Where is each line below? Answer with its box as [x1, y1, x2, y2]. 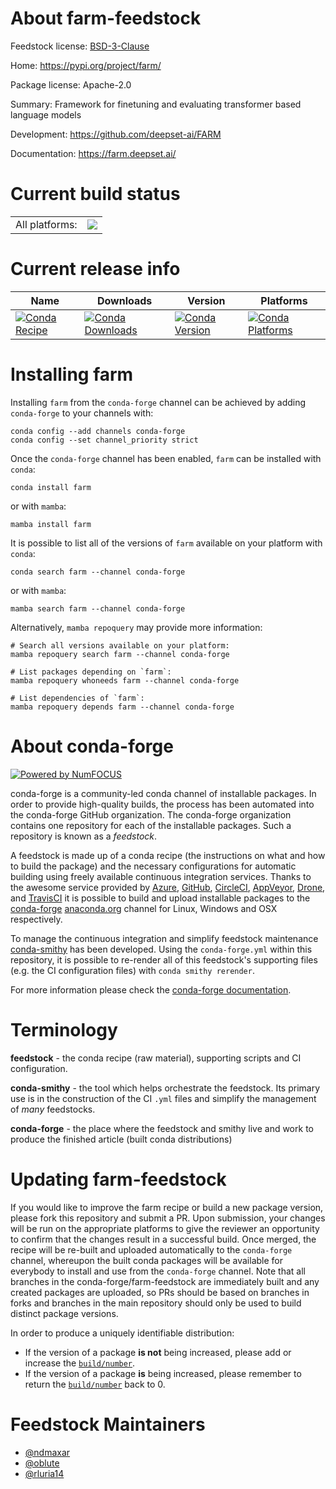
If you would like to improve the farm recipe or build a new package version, [10, 1201, 324, 1213]
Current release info [10, 258, 181, 281]
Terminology [10, 1018, 118, 1041]
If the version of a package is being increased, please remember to [24, 1367, 302, 1379]
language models [10, 108, 82, 121]
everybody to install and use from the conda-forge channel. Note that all [10, 1265, 306, 1277]
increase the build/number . [24, 1357, 136, 1369]
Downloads [96, 293, 153, 307]
